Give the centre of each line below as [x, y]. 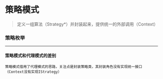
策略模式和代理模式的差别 [31, 55]
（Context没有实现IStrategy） [33, 72]
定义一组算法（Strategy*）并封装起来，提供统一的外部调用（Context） [88, 24]
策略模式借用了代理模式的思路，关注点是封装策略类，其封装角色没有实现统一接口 [73, 67]
